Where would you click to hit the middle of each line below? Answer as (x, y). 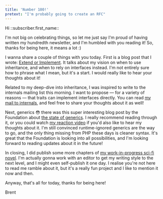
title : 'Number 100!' (27, 9)
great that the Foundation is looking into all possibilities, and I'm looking (77, 138)
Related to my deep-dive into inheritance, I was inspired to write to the (75, 87)
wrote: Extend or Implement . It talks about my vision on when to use (73, 62)
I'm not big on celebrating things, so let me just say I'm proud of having (76, 37)
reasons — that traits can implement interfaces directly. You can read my (78, 97)
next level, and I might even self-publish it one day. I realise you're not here (80, 163)
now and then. (19, 173)
